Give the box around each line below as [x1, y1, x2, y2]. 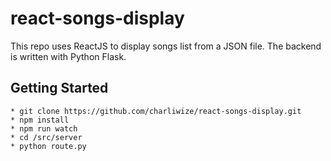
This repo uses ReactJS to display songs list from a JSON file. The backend [10, 40, 322, 52]
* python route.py [10, 141, 87, 151]
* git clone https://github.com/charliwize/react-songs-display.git [10, 106, 302, 116]
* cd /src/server [10, 132, 83, 142]
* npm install [10, 115, 70, 125]
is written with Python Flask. [10, 50, 127, 62]
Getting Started [10, 80, 109, 97]
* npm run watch [10, 123, 78, 134]
